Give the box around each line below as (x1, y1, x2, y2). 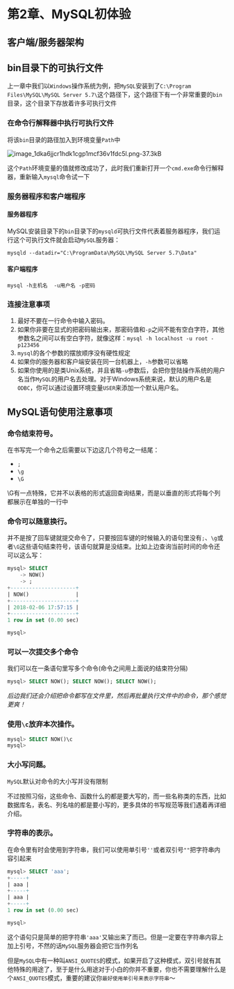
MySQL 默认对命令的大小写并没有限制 (7, 777, 108, 785)
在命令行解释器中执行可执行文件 (7, 118, 115, 128)
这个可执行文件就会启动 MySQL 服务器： (12, 235, 120, 244)
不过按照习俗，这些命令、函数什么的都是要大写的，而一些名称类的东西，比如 (7, 791, 226, 800)
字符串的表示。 (7, 828, 58, 838)
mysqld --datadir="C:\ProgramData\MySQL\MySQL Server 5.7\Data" (7, 249, 197, 256)
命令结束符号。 (7, 429, 58, 438)
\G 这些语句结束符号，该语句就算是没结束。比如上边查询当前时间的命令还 (13, 542, 221, 551)
